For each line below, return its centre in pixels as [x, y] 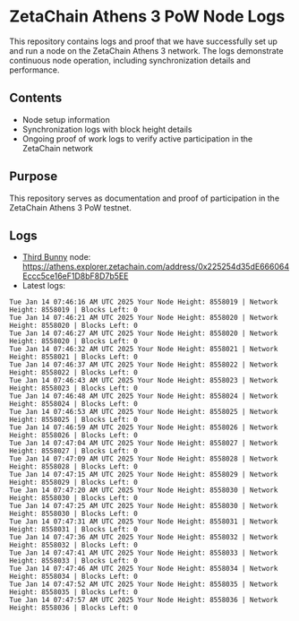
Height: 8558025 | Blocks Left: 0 [74, 420]
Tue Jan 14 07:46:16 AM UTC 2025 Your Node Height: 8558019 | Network [144, 302]
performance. [34, 70]
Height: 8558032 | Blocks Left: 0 [74, 545]
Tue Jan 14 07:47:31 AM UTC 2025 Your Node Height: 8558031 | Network [144, 522]
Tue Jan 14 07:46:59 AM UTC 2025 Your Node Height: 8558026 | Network [144, 427]
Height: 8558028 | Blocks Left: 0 [74, 467]
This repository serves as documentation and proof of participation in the [145, 198]
